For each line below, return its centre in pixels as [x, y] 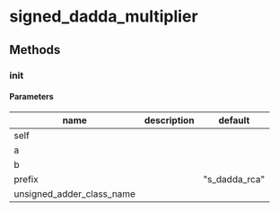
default [234, 120]
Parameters [31, 97]
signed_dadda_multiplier [104, 17]
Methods [35, 50]
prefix [26, 179]
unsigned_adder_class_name [75, 193]
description [169, 120]
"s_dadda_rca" [234, 179]
